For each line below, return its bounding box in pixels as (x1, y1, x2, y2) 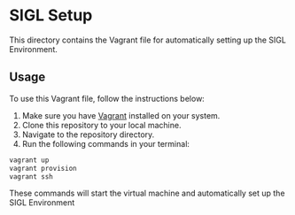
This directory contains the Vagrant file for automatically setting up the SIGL (9, 35, 286, 45)
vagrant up (9, 156, 50, 165)
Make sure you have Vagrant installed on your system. (21, 110, 221, 120)
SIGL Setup (9, 5, 93, 26)
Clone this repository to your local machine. (21, 119, 182, 130)
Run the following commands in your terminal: (21, 138, 190, 149)
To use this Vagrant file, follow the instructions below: (9, 93, 206, 104)
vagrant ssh (9, 172, 53, 181)
